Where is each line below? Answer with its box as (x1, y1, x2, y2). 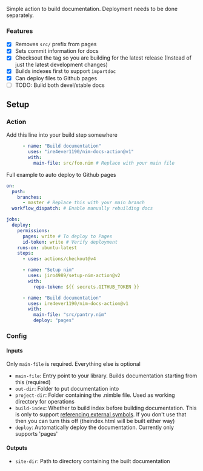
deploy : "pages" (33, 317, 75, 324)
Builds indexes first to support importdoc (15, 67, 116, 75)
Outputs (6, 444, 28, 452)
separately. (6, 12, 35, 19)
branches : (17, 194, 42, 200)
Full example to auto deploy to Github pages (6, 171, 116, 178)
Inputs (6, 346, 23, 354)
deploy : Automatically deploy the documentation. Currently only (15, 424, 175, 431)
